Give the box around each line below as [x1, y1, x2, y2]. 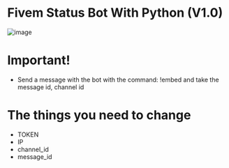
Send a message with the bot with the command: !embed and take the [17, 75, 219, 84]
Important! [7, 52, 71, 68]
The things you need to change [7, 107, 191, 123]
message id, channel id [17, 82, 84, 91]
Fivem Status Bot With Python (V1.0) [7, 5, 223, 21]
